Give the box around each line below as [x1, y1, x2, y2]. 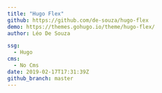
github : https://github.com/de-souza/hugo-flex [7, 17, 149, 24]
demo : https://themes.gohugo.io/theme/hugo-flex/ [7, 23, 156, 30]
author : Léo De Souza [7, 29, 71, 37]
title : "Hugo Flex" [7, 10, 65, 17]
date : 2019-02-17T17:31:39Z [7, 68, 90, 76]
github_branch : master [7, 75, 74, 82]
